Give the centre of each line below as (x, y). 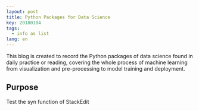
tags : (13, 28)
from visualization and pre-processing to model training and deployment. (96, 69)
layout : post (22, 12)
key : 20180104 (24, 23)
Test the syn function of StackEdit (48, 102)
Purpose (22, 88)
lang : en (17, 39)
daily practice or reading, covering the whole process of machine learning (97, 62)
